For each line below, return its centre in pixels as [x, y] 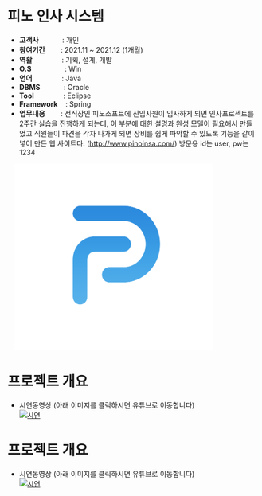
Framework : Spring [55, 103]
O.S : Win [50, 68]
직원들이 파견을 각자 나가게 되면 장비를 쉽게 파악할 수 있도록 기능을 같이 [145, 133]
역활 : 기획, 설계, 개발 [65, 60]
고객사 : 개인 [49, 40]
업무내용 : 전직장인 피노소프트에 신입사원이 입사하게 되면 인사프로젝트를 [137, 113]
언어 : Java [50, 78]
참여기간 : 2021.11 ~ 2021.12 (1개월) [81, 49]
